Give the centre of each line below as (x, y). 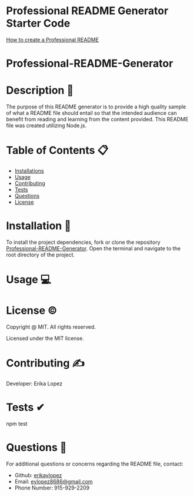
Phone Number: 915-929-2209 (52, 488)
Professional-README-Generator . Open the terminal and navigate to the (93, 248)
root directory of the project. (41, 254)
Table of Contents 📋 (57, 151)
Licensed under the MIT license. (45, 338)
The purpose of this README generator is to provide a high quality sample (96, 107)
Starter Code (38, 23)
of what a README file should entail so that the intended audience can (92, 113)
